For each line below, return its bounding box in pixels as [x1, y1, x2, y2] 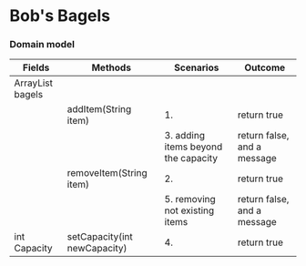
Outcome [244, 61, 286, 74]
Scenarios [174, 61, 219, 74]
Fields [22, 61, 50, 74]
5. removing [164, 193, 216, 206]
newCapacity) [66, 242, 127, 255]
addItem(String [66, 103, 132, 116]
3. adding [164, 129, 205, 142]
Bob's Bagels [9, 5, 111, 26]
